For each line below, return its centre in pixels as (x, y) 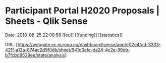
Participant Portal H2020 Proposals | (82, 11)
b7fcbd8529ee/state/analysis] (36, 55)
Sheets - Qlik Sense (46, 21)
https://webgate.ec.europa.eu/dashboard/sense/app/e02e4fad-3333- (89, 44)
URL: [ (12, 44)
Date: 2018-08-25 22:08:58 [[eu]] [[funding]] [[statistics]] (64, 35)
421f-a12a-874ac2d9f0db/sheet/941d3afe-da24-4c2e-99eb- (68, 50)
